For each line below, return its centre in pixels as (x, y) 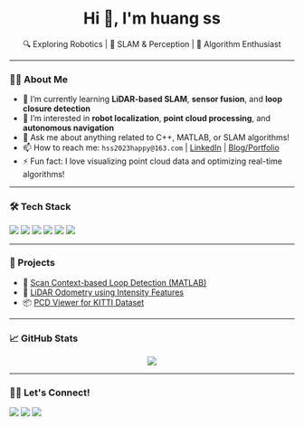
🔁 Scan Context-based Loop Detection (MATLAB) (114, 282)
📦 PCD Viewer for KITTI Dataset (83, 302)
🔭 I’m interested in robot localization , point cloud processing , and (147, 118)
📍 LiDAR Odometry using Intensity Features (103, 292)
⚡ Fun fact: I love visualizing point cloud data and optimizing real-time (152, 161)
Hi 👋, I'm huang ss (152, 19)
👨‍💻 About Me (38, 79)
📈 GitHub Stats (44, 338)
